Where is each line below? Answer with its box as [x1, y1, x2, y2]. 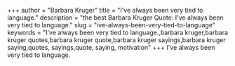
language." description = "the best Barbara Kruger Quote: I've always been [7, 13, 224, 22]
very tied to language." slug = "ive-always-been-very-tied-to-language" [7, 21, 216, 29]
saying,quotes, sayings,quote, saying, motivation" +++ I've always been [7, 44, 215, 51]
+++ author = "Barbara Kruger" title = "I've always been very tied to [7, 6, 203, 14]
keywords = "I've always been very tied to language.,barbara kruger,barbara [7, 28, 229, 37]
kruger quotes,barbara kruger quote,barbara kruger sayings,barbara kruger [7, 36, 226, 44]
